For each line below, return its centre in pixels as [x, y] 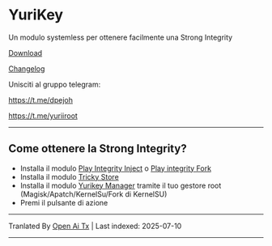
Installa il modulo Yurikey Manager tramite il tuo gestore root [121, 185]
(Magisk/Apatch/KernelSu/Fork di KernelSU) [93, 194]
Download [25, 53]
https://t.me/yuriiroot [43, 116]
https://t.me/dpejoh [40, 100]
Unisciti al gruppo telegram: [55, 84]
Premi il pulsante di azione [64, 202]
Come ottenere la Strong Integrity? [98, 148]
